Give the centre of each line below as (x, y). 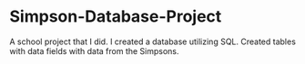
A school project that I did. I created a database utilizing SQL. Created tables (152, 41)
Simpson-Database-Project (116, 17)
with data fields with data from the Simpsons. (94, 50)
